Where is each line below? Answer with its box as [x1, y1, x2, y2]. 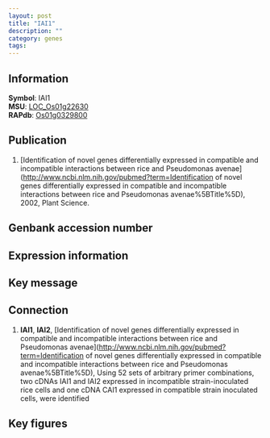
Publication [8, 134, 67, 148]
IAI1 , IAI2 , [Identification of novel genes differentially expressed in [19, 324, 239, 335]
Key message [8, 276, 78, 290]
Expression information [8, 248, 129, 262]
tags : [8, 42, 27, 50]
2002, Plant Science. [19, 198, 90, 207]
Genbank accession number [8, 221, 153, 235]
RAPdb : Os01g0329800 [8, 110, 88, 119]
